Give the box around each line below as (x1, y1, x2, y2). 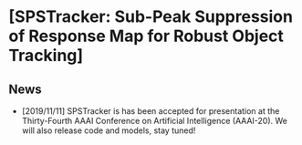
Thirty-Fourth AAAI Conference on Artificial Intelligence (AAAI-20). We (21, 116, 288, 126)
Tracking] (8, 46, 84, 66)
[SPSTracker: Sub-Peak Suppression (8, 6, 294, 27)
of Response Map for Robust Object (8, 26, 285, 47)
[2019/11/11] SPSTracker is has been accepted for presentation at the (21, 106, 280, 116)
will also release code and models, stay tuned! (21, 125, 196, 136)
